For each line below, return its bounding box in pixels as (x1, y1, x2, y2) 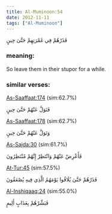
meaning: (6, 52, 35, 60)
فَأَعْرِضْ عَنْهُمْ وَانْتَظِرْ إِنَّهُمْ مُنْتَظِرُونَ (6, 152, 82, 160)
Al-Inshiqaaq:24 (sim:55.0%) (6, 187, 77, 195)
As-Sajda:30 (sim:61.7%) (6, 140, 68, 148)
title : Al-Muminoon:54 (6, 8, 63, 15)
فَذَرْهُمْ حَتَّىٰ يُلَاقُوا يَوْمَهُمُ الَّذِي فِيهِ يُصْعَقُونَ (6, 175, 98, 183)
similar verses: (6, 80, 50, 89)
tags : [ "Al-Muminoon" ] (6, 20, 63, 26)
